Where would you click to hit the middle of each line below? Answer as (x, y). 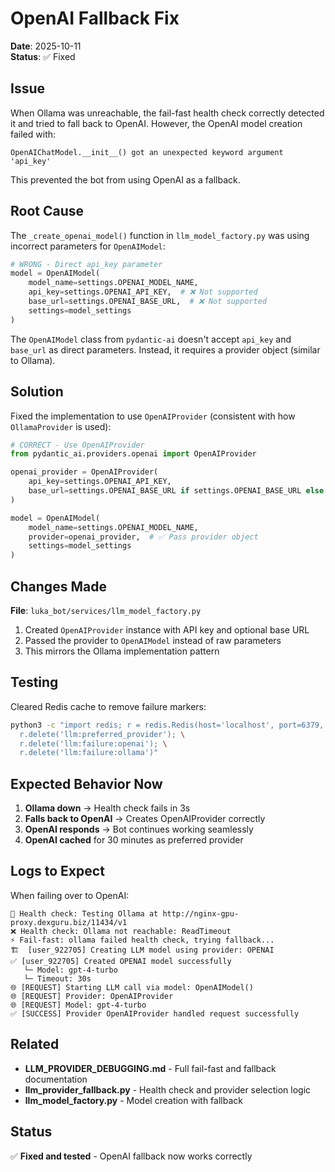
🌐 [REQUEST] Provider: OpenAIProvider (92, 996)
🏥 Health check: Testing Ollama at (84, 913)
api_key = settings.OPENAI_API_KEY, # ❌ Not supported (143, 292)
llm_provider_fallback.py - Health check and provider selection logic (168, 1089)
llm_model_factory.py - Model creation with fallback (133, 1100)
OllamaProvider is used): (61, 426)
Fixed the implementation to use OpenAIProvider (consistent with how (153, 416)
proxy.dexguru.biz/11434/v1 (69, 922)
